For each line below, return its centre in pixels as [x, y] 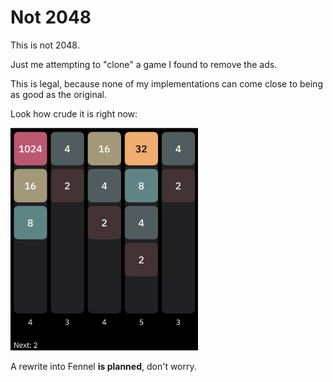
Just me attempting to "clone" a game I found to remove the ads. [144, 64]
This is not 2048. [45, 45]
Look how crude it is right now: [74, 113]
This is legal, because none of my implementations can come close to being [166, 83]
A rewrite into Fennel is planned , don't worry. [103, 366]
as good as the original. [58, 94]
